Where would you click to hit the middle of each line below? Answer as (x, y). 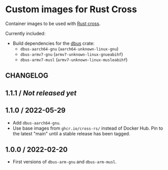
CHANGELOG (27, 76)
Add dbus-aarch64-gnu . (37, 123)
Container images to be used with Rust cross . (53, 23)
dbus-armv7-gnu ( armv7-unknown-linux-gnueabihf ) (72, 54)
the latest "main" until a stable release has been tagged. (72, 133)
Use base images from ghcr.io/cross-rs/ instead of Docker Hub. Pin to (88, 128)
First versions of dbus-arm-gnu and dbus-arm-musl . (65, 162)
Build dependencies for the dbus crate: (54, 43)
